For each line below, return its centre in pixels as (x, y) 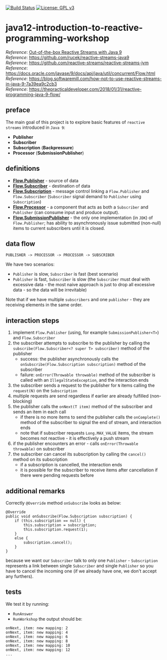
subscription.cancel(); (48, 543)
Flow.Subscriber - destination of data (52, 186)
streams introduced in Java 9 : (35, 127)
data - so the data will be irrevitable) (50, 290)
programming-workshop (57, 39)
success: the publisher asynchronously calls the (69, 359)
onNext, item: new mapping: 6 (37, 637)
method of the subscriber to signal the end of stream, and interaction (91, 423)
